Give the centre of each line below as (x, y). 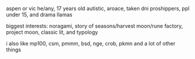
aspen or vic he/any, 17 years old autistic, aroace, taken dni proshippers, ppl (98, 8)
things (14, 50)
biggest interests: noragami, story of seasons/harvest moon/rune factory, (95, 26)
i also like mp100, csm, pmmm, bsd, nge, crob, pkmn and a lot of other (91, 44)
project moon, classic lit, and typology (52, 32)
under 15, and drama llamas (39, 15)
